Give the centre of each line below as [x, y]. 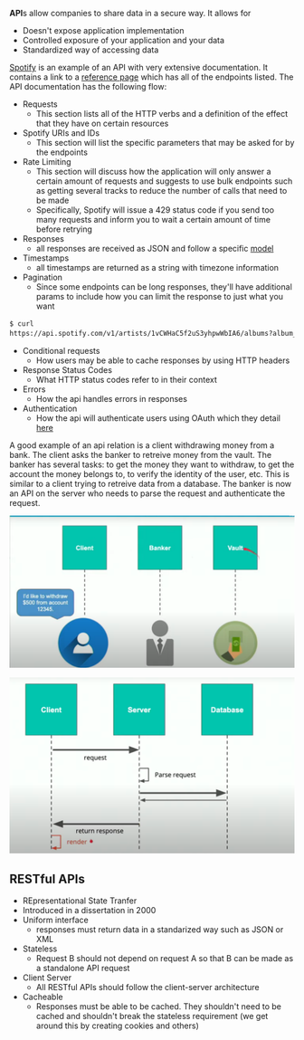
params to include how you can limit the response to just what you [159, 296]
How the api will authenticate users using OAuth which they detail [158, 418]
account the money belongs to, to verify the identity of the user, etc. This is [149, 473]
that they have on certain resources [102, 123]
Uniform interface [55, 920]
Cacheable [43, 997]
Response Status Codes [67, 369]
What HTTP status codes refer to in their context [126, 379]
